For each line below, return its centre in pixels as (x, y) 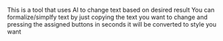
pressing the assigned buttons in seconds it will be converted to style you (112, 24)
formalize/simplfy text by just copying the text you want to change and (108, 17)
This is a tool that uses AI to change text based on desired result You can (111, 10)
